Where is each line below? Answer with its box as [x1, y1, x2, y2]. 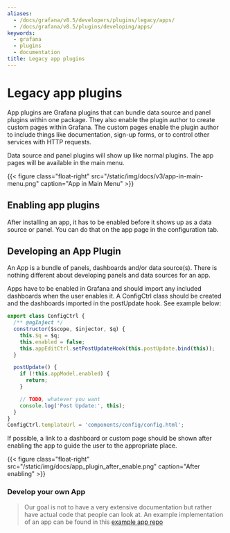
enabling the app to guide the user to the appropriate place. [7, 441, 178, 450]
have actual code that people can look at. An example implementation [24, 510, 224, 518]
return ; [25, 377, 48, 384]
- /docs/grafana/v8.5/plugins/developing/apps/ [13, 23, 154, 30]
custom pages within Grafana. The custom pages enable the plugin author [7, 123, 220, 131]
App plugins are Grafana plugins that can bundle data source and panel [7, 108, 211, 117]
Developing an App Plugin [7, 245, 121, 257]
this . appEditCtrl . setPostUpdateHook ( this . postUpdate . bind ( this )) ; [19, 345, 215, 352]
